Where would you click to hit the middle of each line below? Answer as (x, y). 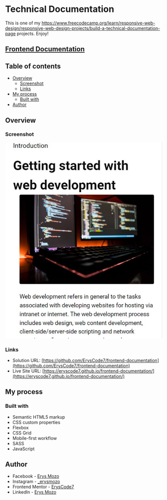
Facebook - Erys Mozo (36, 476)
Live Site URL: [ (28, 371)
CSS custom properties (36, 422)
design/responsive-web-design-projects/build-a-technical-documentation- (83, 28)
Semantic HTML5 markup (39, 417)
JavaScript (23, 449)
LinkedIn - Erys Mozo (34, 492)
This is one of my (23, 23)
